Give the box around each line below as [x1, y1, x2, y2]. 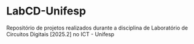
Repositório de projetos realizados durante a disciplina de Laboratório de [6, 24, 188, 31]
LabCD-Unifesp [6, 4, 86, 18]
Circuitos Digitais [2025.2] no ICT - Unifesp [6, 30, 115, 37]
